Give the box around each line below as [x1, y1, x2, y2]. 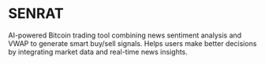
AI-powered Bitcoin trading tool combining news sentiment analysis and [8, 30, 242, 40]
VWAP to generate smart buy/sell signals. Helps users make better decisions [8, 38, 257, 48]
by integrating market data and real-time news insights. [8, 47, 188, 56]
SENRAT [8, 5, 65, 23]
